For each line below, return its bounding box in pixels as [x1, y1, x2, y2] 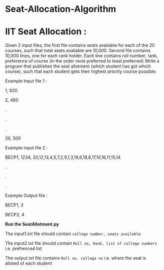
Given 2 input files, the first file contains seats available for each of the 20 [5, 42, 155, 48]
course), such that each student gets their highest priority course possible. [5, 68, 157, 74]
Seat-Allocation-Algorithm [5, 3, 117, 15]
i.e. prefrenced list [5, 245, 42, 252]
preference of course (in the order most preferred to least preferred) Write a [5, 58, 160, 64]
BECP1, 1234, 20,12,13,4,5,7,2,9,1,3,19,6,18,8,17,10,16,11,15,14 [5, 154, 121, 161]
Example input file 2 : [5, 145, 48, 151]
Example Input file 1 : [5, 78, 47, 84]
